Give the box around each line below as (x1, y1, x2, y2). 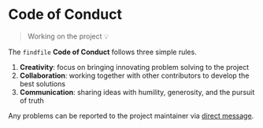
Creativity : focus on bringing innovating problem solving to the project (19, 62, 250, 71)
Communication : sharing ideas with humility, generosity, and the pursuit (19, 87, 255, 97)
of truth (19, 96, 45, 105)
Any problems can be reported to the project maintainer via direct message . (8, 111, 254, 120)
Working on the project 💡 (27, 31, 109, 41)
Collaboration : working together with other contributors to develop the (19, 71, 250, 80)
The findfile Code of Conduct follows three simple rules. (8, 47, 197, 57)
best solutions (19, 79, 65, 88)
